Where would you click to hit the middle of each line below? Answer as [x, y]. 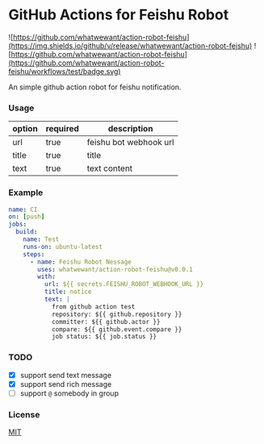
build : [27, 232]
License [24, 414]
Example [26, 193]
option [25, 129]
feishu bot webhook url [131, 143]
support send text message [65, 375]
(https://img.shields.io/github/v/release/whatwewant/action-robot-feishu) [130, 45]
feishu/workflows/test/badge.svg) [65, 71]
